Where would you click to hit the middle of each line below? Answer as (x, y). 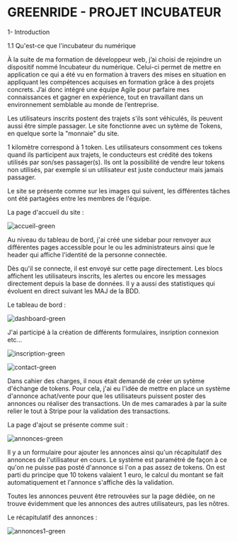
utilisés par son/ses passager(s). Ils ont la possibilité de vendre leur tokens (116, 162)
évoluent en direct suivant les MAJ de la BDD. (74, 290)
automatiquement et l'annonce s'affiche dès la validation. (91, 482)
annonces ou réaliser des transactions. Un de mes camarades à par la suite (117, 403)
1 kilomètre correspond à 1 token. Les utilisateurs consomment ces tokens (115, 147)
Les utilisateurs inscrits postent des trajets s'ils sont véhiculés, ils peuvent (115, 118)
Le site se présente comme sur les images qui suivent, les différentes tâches (119, 191)
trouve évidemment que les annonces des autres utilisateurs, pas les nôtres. (118, 503)
